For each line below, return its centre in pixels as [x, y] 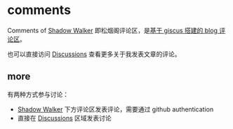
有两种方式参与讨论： [38, 94]
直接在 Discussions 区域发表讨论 [65, 118]
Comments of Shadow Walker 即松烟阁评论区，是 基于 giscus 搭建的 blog [112, 30]
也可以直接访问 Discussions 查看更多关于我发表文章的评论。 [94, 54]
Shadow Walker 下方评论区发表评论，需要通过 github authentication [115, 109]
